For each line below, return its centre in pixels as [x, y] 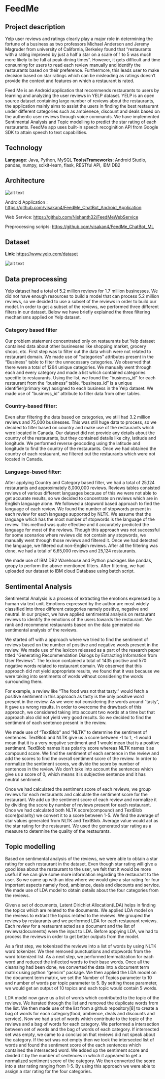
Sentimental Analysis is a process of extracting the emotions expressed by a [82, 598]
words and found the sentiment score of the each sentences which [73, 1045]
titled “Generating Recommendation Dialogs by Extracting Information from [81, 655]
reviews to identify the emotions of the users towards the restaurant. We [79, 619]
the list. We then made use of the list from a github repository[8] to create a [82, 1008]
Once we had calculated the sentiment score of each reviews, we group [78, 789]
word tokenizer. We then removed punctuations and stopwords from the [78, 951]
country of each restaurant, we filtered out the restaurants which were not [80, 453]
